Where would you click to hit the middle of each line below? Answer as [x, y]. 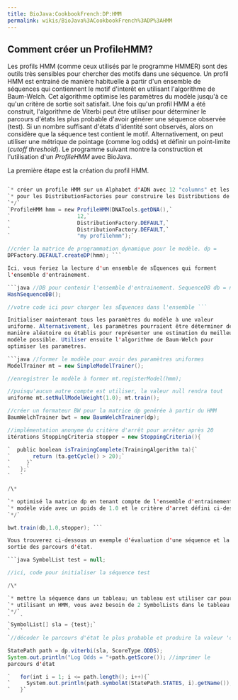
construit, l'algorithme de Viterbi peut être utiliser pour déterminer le [107, 111]
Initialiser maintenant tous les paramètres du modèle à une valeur [110, 320]
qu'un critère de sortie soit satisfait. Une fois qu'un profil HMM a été [107, 104]
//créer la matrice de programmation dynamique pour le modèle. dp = [112, 249]
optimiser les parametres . [47, 346]
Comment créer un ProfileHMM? [80, 49]
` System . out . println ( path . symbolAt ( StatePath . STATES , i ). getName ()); [120, 683]
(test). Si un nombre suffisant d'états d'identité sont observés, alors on [110, 127]
